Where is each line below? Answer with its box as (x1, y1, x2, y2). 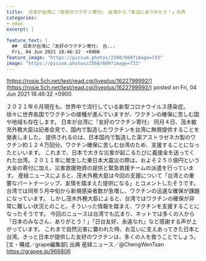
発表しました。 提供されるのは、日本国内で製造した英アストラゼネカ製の (6, 133, 191, 141)
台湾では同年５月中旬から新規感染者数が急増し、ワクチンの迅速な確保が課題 (6, 187, 200, 194)
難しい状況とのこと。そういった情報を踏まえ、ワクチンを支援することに (17, 202, 200, 210)
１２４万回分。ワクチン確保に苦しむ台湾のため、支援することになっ (27, 141, 200, 148)
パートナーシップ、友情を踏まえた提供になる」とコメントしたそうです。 (17, 179, 199, 187)
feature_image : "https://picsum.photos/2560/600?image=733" (6, 55, 164, 61)
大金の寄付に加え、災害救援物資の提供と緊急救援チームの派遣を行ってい (6, 164, 189, 172)
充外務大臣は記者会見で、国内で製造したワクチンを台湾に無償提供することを (6, 126, 200, 133)
